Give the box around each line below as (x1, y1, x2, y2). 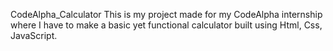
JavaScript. (10, 30, 58, 41)
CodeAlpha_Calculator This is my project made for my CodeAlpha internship (10, 9, 323, 20)
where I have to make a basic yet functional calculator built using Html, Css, (10, 19, 323, 31)
